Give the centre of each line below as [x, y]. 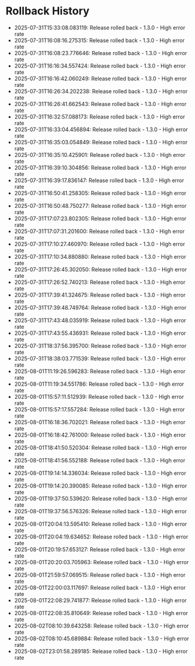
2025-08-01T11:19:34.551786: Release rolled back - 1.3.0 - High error [99, 384]
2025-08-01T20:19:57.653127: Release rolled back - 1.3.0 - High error [100, 549]
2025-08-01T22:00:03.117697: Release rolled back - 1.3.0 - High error [100, 588]
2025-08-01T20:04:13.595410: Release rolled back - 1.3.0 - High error [100, 524]
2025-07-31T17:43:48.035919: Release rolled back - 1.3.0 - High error [100, 320]
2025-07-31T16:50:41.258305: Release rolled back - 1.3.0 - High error [100, 193]
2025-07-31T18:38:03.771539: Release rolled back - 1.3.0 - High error [100, 358]
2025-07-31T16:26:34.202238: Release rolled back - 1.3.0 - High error [101, 91]
